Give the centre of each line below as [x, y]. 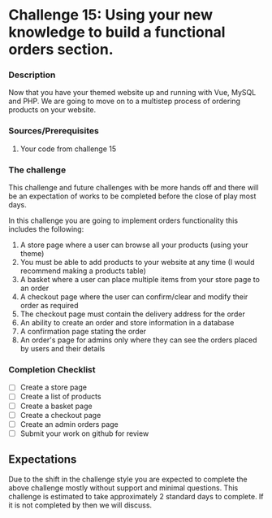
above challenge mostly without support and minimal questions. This [123, 488]
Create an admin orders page [69, 424]
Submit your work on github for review [84, 433]
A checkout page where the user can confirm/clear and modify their [134, 297]
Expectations [43, 460]
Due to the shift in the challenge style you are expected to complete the [128, 479]
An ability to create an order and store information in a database [127, 323]
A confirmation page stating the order [83, 332]
